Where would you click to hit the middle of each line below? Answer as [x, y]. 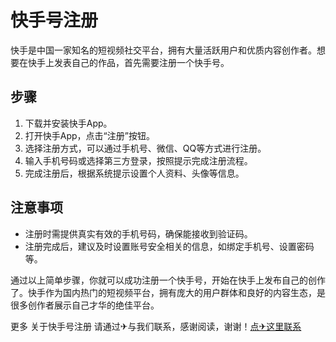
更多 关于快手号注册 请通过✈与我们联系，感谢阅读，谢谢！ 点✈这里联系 [156, 326]
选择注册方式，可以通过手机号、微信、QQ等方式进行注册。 [145, 148]
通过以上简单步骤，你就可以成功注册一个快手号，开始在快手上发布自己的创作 [168, 280]
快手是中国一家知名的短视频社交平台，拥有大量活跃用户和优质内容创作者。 [163, 50]
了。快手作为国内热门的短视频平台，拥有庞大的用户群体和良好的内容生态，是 [168, 292]
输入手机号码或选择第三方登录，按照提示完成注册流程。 [138, 160]
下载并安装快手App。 [68, 123]
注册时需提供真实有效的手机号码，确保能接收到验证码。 [138, 233]
